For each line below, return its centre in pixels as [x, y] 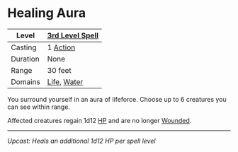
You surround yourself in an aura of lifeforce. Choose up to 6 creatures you [117, 99]
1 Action [61, 47]
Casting [24, 47]
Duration [25, 59]
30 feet [59, 70]
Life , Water [65, 81]
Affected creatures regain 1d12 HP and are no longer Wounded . [100, 120]
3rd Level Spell [73, 35]
